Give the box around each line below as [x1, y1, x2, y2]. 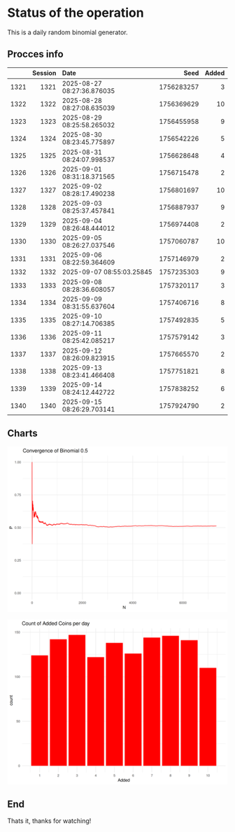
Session [32, 69, 57, 78]
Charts [7, 428, 38, 439]
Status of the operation [7, 5, 145, 21]
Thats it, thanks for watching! [7, 817, 92, 825]
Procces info [7, 48, 64, 60]
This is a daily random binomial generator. [7, 28, 128, 36]
